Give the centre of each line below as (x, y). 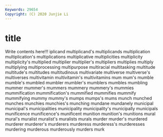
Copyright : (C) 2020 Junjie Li (37, 14)
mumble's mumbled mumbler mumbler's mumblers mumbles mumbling (76, 83)
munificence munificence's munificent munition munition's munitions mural (80, 114)
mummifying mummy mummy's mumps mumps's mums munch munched (79, 98)
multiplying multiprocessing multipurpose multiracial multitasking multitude (80, 67)
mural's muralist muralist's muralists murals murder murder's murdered (76, 119)
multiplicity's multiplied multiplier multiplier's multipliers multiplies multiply (79, 62)
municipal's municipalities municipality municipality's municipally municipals (81, 109)
